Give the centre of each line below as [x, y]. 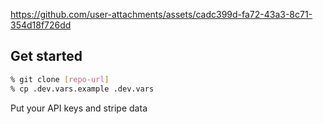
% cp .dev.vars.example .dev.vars [82, 89]
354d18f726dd [41, 25]
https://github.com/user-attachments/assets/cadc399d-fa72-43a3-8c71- [161, 14]
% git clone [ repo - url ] [60, 79]
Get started [46, 56]
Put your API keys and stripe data [79, 108]
